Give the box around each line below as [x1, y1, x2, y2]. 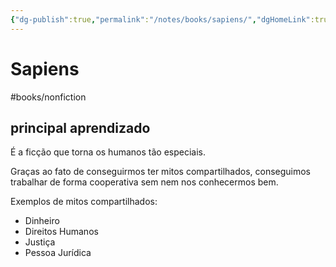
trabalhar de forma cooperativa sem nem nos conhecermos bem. [10, 176, 279, 188]
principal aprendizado [10, 119, 151, 136]
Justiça [24, 236, 56, 248]
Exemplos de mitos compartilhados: [10, 196, 158, 208]
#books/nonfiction [10, 91, 87, 103]
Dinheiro [24, 215, 60, 227]
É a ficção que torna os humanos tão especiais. [10, 146, 206, 158]
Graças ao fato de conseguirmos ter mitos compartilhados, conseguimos [10, 166, 312, 178]
